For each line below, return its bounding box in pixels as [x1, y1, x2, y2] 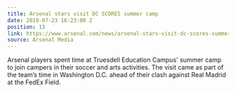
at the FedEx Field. [7, 78, 61, 86]
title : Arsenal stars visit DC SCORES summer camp [7, 10, 159, 18]
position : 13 [7, 23, 46, 30]
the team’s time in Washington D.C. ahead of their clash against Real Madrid [7, 71, 226, 79]
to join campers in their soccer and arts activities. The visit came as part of [7, 63, 224, 72]
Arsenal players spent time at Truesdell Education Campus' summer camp [7, 55, 222, 64]
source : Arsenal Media [7, 37, 74, 44]
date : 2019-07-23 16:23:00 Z [7, 17, 93, 24]
